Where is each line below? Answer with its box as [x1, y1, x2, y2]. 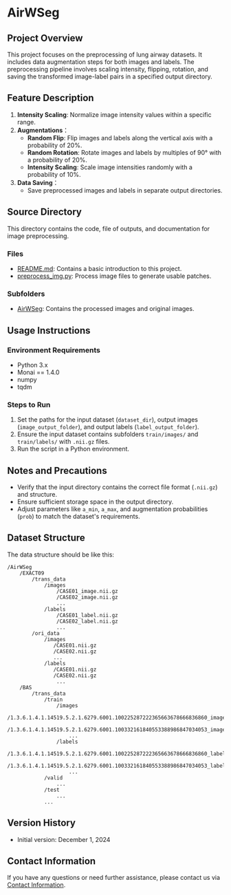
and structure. [16, 490, 58, 499]
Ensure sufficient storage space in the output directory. [16, 497, 174, 506]
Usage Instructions [7, 325, 91, 336]
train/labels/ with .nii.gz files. [16, 438, 110, 446]
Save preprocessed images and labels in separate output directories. [27, 186, 223, 194]
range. [16, 118, 36, 126]
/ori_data [32, 629, 60, 637]
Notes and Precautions [7, 464, 108, 476]
